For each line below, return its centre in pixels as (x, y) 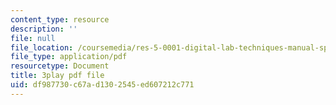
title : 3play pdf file (57, 76)
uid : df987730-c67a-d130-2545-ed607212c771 (102, 85)
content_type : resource (60, 19)
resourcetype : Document (60, 66)
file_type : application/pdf (69, 57)
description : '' (44, 29)
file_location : (42, 47)
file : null (33, 38)
